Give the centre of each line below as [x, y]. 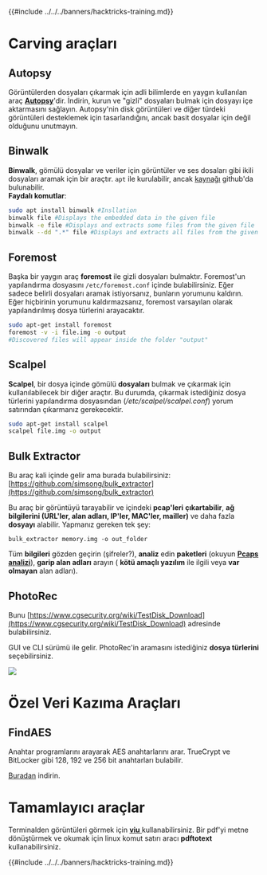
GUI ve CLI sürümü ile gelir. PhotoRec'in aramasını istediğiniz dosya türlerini [133, 647]
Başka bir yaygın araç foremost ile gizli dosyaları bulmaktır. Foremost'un [127, 277]
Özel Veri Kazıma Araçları [94, 703]
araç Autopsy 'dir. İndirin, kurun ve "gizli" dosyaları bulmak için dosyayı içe [131, 100]
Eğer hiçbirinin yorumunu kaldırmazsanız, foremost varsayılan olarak [121, 302]
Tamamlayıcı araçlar [77, 808]
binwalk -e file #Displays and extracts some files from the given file [132, 225]
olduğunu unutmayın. [43, 126]
